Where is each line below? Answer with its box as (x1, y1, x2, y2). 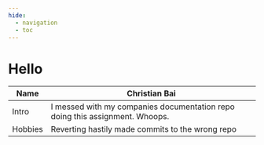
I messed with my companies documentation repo (50, 101, 236, 112)
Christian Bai (126, 88, 177, 99)
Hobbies (12, 124, 43, 135)
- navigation (15, 19, 58, 27)
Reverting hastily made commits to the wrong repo (50, 124, 237, 135)
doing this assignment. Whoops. (50, 111, 170, 122)
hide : (8, 11, 26, 20)
